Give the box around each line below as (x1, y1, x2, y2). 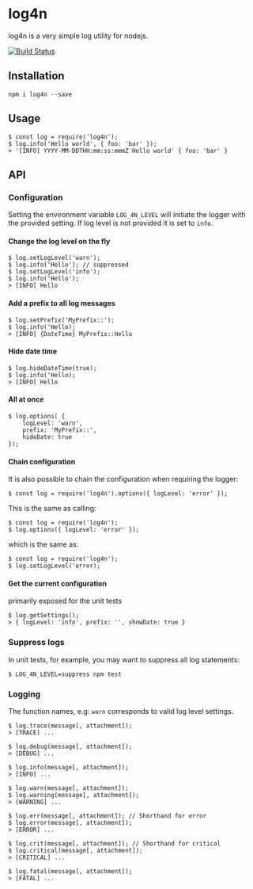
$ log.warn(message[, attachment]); (8, 784, 129, 792)
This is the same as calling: (8, 504, 96, 513)
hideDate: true (22, 433, 73, 441)
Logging (8, 689, 41, 700)
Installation (8, 69, 65, 83)
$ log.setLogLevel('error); (8, 562, 101, 570)
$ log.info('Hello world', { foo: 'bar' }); (8, 139, 157, 147)
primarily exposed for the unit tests (8, 596, 123, 606)
